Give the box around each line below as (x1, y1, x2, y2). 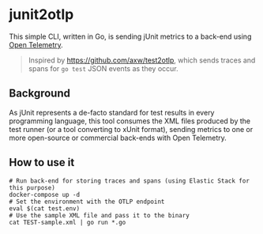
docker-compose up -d (9, 191, 81, 198)
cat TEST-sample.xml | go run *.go (9, 218, 126, 226)
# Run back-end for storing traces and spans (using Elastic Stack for (9, 176, 250, 185)
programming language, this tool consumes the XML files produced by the (9, 116, 251, 126)
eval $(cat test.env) (9, 204, 81, 213)
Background (9, 87, 70, 100)
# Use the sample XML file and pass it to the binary (9, 211, 190, 219)
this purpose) (9, 183, 56, 191)
